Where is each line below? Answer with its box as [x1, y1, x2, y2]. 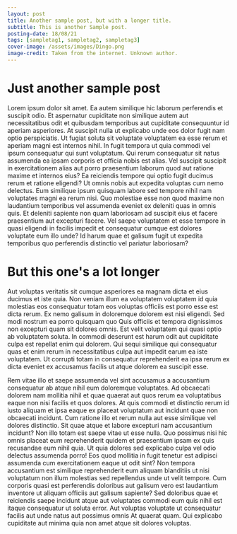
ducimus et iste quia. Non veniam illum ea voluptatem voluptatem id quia [7, 294, 218, 303]
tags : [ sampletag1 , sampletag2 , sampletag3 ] [7, 37, 140, 44]
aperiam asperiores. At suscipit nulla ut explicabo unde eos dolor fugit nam [7, 126, 226, 134]
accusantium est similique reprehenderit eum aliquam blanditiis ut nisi [7, 466, 210, 475]
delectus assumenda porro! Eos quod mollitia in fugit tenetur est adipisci [7, 451, 218, 460]
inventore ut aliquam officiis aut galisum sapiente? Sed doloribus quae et [7, 489, 219, 497]
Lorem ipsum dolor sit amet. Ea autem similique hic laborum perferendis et [7, 103, 224, 112]
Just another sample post [7, 81, 161, 96]
